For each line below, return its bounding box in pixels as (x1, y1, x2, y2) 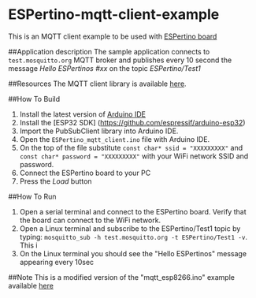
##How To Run (8, 192, 57, 201)
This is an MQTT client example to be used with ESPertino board (8, 32, 217, 41)
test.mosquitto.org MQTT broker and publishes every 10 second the (8, 55, 232, 65)
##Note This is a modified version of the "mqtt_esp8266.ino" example (8, 272, 235, 281)
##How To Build (8, 94, 61, 103)
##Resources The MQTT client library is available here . (8, 79, 187, 88)
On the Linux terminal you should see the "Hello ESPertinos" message (19, 248, 247, 258)
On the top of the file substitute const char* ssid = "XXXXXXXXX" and (19, 143, 243, 152)
